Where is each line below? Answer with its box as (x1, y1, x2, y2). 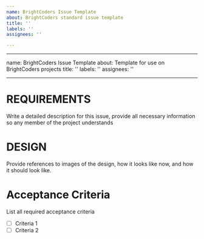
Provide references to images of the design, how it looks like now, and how (6, 160, 194, 167)
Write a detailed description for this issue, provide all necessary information (6, 113, 195, 120)
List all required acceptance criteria (6, 207, 95, 215)
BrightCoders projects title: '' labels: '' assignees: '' (6, 66, 134, 73)
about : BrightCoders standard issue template (6, 15, 123, 21)
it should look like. (6, 167, 52, 173)
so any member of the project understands (6, 119, 114, 126)
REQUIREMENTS (6, 92, 91, 106)
